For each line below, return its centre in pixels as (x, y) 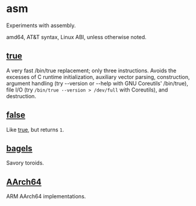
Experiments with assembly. (41, 25)
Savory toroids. (25, 163)
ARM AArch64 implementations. (46, 196)
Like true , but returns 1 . (35, 130)
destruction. (21, 96)
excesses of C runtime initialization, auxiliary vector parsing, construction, (98, 76)
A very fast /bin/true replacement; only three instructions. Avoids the (91, 70)
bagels (19, 148)
